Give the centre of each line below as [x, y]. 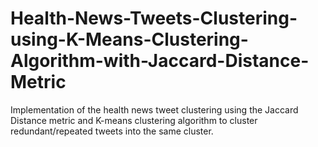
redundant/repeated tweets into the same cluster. [112, 131]
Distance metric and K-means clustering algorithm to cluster [134, 120]
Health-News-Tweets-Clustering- [154, 18]
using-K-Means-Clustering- [129, 39]
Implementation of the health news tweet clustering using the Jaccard [154, 109]
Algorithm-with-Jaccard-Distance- [160, 61]
